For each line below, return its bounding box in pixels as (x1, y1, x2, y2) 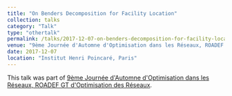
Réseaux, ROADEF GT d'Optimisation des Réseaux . (7, 80, 153, 89)
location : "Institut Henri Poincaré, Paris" (7, 55, 137, 62)
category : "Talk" (7, 23, 57, 29)
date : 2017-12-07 (7, 49, 57, 56)
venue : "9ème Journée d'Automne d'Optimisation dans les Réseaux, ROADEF (7, 42, 224, 49)
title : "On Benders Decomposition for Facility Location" (7, 10, 177, 17)
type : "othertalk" (7, 29, 60, 36)
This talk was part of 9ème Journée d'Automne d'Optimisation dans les (7, 73, 209, 82)
